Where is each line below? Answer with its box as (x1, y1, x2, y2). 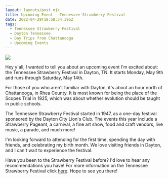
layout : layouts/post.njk (5, 7, 60, 13)
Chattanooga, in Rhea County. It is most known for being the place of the (5, 90, 157, 96)
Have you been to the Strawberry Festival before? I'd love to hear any (5, 157, 150, 163)
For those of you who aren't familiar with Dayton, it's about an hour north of (5, 84, 163, 90)
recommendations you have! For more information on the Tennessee (5, 162, 148, 168)
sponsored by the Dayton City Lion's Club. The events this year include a (5, 116, 157, 122)
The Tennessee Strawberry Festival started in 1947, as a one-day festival (5, 110, 157, 117)
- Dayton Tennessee (10, 31, 51, 36)
